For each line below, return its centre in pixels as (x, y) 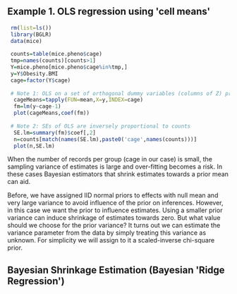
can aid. (19, 182)
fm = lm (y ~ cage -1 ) (37, 106)
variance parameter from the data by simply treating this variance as (107, 233)
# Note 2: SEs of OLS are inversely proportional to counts (101, 126)
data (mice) (26, 41)
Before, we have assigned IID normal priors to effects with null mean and (113, 195)
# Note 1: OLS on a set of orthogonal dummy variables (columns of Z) (116, 93)
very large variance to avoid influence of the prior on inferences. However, (115, 203)
